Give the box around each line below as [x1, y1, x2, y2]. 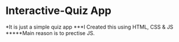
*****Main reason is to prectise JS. [5, 29, 95, 36]
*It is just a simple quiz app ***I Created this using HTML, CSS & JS [5, 23, 174, 30]
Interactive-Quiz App [5, 4, 112, 17]
